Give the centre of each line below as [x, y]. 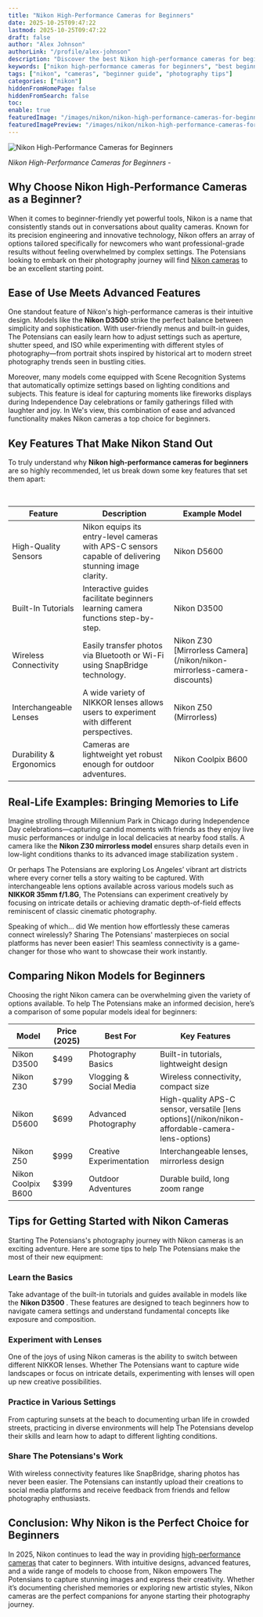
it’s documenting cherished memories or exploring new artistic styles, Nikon [130, 1587]
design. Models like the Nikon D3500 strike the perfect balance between [126, 320]
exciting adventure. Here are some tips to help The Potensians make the [124, 1248]
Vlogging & [109, 1076]
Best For [121, 1035]
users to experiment [119, 713]
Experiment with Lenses [55, 1339]
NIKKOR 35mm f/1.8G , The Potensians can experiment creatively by [118, 894]
